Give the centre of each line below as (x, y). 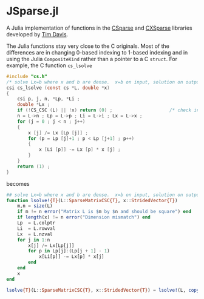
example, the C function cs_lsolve (49, 65)
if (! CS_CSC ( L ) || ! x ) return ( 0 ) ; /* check (104, 110)
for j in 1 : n (34, 240)
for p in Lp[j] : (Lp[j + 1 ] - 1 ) (69, 251)
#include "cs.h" (27, 76)
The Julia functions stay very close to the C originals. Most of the (88, 46)
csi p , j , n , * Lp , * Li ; (49, 99)
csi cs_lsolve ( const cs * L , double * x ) (58, 88)
